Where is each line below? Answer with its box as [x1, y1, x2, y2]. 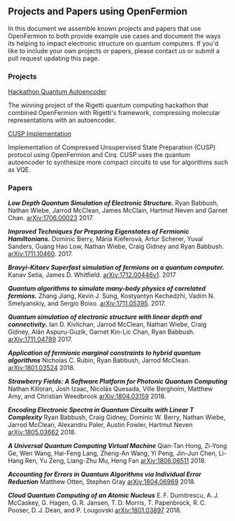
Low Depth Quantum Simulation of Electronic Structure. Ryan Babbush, [8, 199, 219, 208]
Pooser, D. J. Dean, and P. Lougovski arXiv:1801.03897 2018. [8, 506, 182, 515]
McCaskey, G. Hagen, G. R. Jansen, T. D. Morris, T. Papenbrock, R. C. [8, 499, 207, 507]
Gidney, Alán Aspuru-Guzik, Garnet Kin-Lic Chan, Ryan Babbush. [8, 327, 195, 336]
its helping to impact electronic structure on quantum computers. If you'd [8, 39, 219, 48]
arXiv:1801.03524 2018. [8, 364, 76, 372]
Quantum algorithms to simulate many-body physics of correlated [8, 284, 206, 293]
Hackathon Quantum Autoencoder [8, 88, 107, 96]
